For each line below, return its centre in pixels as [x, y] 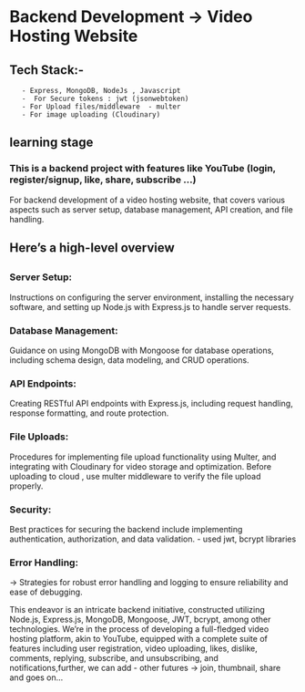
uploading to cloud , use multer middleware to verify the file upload [135, 476]
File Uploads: [39, 437]
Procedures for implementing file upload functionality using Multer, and [143, 457]
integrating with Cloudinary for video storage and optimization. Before [140, 466]
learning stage [51, 143]
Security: [30, 510]
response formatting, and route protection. [89, 413]
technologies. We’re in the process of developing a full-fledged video [139, 629]
